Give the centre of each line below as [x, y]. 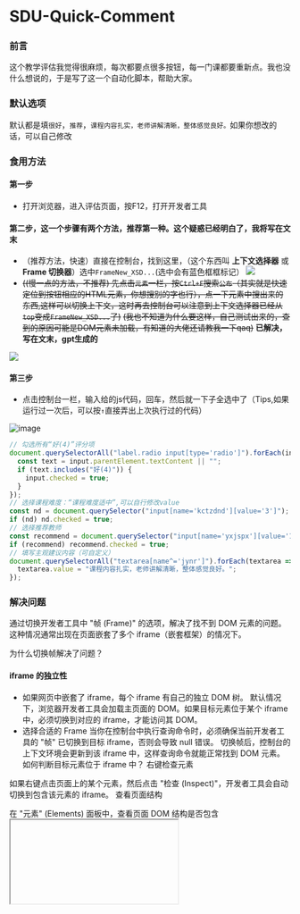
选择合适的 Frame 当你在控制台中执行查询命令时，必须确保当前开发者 [150, 731]
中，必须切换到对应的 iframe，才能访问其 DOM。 [112, 719]
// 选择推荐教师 [35, 528]
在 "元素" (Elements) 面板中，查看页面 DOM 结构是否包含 [114, 813]
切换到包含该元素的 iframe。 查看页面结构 [86, 794]
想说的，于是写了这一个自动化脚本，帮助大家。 [111, 79]
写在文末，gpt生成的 [60, 339]
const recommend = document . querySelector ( [92, 536]
